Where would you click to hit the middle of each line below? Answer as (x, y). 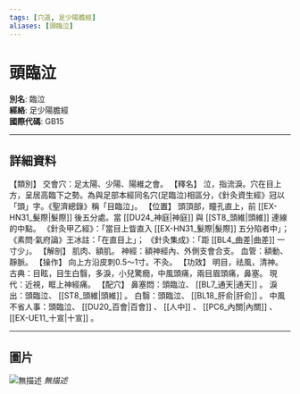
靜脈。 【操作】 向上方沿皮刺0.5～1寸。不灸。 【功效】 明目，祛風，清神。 (146, 262)
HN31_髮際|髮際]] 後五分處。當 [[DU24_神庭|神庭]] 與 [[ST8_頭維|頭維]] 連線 (148, 218)
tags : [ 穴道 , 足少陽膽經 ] (53, 17)
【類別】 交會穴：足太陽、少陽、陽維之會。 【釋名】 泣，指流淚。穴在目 (142, 184)
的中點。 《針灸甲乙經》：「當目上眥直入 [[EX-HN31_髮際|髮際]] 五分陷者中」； (150, 229)
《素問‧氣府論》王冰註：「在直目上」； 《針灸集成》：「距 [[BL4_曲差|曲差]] (142, 240)
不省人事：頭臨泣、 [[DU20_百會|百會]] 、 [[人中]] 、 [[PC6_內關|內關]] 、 (143, 307)
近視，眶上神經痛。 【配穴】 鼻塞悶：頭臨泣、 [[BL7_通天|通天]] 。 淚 (151, 285)
